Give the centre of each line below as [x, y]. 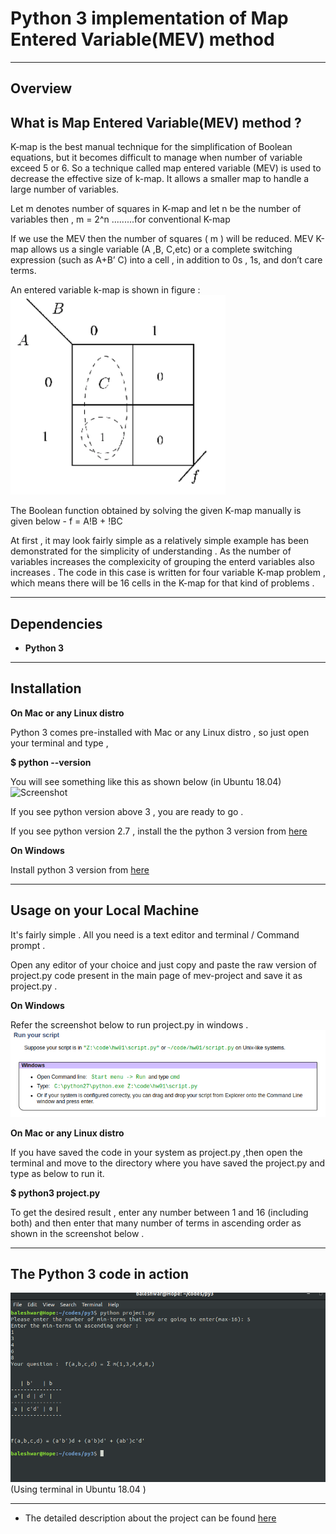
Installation [46, 688]
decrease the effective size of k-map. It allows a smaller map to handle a [160, 179]
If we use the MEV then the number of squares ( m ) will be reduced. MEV [162, 239]
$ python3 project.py [55, 1193]
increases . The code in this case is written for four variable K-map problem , [168, 573]
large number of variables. [65, 189]
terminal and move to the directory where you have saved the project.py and [168, 1163]
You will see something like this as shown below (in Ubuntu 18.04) [146, 781]
